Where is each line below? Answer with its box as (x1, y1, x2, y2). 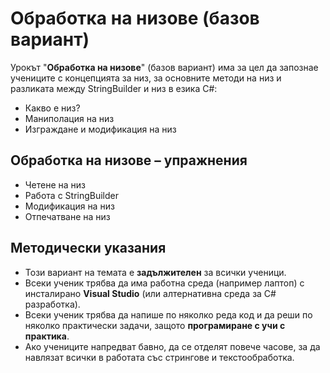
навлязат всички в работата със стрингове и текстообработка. (24, 351, 295, 363)
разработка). (24, 298, 81, 310)
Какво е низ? (24, 102, 81, 114)
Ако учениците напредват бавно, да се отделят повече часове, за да (24, 340, 321, 352)
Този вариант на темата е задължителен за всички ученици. (24, 266, 287, 278)
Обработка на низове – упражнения (10, 152, 248, 169)
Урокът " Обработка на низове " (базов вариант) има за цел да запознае (10, 61, 319, 73)
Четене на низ (24, 178, 87, 191)
